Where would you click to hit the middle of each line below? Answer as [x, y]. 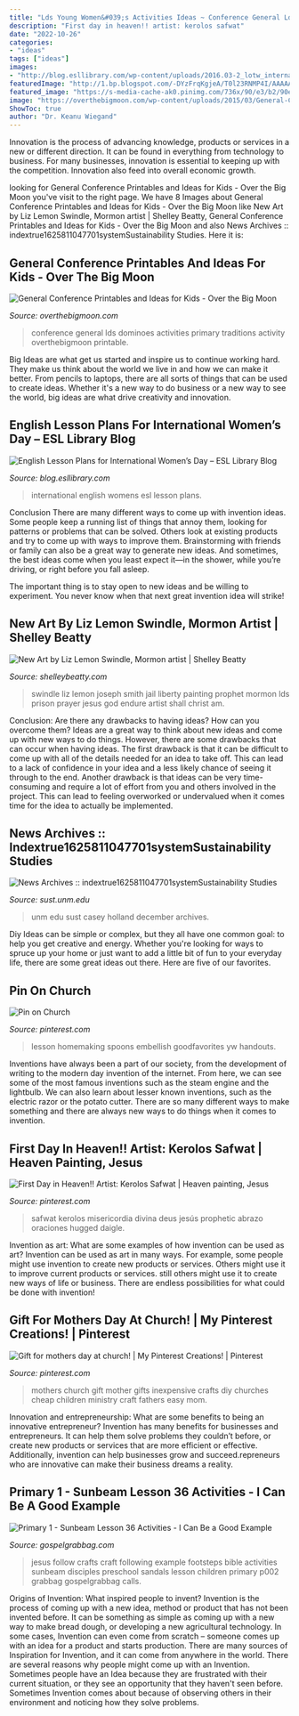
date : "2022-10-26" [45, 34]
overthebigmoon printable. [80, 342]
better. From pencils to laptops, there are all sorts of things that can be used [148, 378]
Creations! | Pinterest [70, 1335]
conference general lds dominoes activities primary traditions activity [158, 332]
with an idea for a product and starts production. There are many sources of [149, 1645]
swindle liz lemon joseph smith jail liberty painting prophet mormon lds [160, 693]
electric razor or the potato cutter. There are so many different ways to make [149, 1102]
